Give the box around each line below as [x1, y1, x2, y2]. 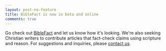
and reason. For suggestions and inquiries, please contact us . [5, 41, 131, 47]
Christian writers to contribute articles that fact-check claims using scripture [5, 35, 161, 41]
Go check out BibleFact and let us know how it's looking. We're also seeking [5, 30, 161, 36]
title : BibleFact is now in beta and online [5, 12, 99, 17]
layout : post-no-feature [5, 7, 56, 12]
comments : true [5, 16, 37, 21]
